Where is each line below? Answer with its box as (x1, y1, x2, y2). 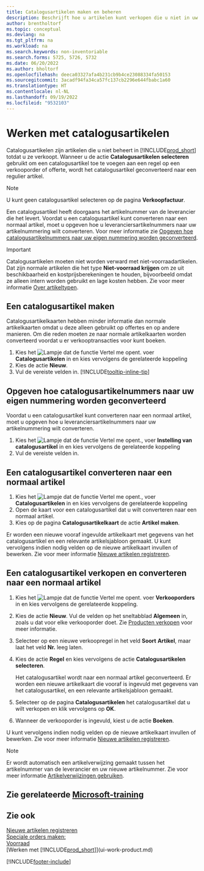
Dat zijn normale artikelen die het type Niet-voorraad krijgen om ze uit (6, 264, 184, 271)
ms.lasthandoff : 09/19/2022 (6, 94, 78, 100)
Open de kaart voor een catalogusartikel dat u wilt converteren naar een (15, 506, 197, 513)
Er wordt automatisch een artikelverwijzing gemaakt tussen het (6, 759, 165, 766)
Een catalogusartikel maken (6, 301, 115, 312)
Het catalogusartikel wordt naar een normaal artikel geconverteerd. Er (15, 674, 191, 681)
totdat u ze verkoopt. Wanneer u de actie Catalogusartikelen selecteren (6, 153, 189, 160)
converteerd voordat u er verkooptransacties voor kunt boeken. (6, 337, 166, 344)
